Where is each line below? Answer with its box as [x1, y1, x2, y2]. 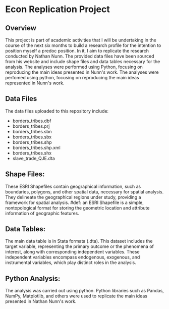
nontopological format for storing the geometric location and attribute [5, 204, 150, 211]
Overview [5, 24, 37, 32]
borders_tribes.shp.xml [12, 144, 61, 150]
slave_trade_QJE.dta [12, 155, 55, 161]
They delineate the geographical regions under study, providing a [5, 194, 141, 200]
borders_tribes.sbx [12, 134, 52, 140]
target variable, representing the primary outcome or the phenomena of [5, 243, 154, 249]
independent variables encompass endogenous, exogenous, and [5, 254, 140, 261]
